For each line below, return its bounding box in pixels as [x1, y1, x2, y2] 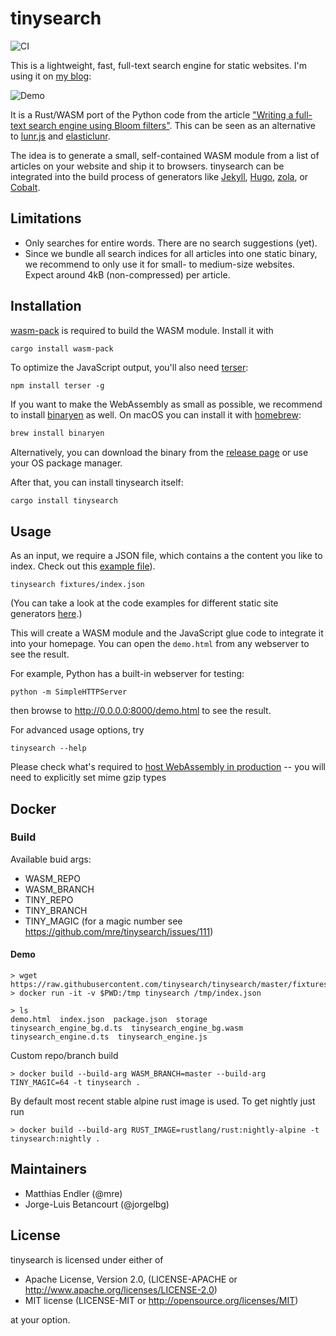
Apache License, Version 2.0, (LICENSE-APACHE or [24, 1273, 238, 1285]
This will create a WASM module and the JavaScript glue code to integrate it [10, 627, 324, 639]
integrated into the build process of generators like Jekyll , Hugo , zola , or [10, 170, 309, 182]
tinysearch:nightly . [10, 1134, 101, 1144]
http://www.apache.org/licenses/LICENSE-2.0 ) [24, 1283, 218, 1296]
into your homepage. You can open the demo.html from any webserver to [10, 638, 310, 650]
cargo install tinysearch [10, 496, 118, 506]
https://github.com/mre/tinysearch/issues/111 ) [24, 925, 214, 937]
